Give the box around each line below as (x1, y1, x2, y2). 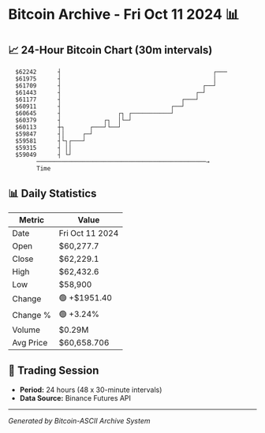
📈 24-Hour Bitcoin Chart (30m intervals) (8, 43, 213, 57)
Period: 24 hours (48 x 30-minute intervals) (19, 385, 162, 394)
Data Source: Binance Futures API (19, 393, 132, 402)
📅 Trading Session (8, 364, 99, 378)
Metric (19, 214, 45, 225)
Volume (12, 324, 41, 335)
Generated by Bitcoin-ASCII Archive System (8, 416, 151, 425)
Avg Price (12, 337, 48, 348)
